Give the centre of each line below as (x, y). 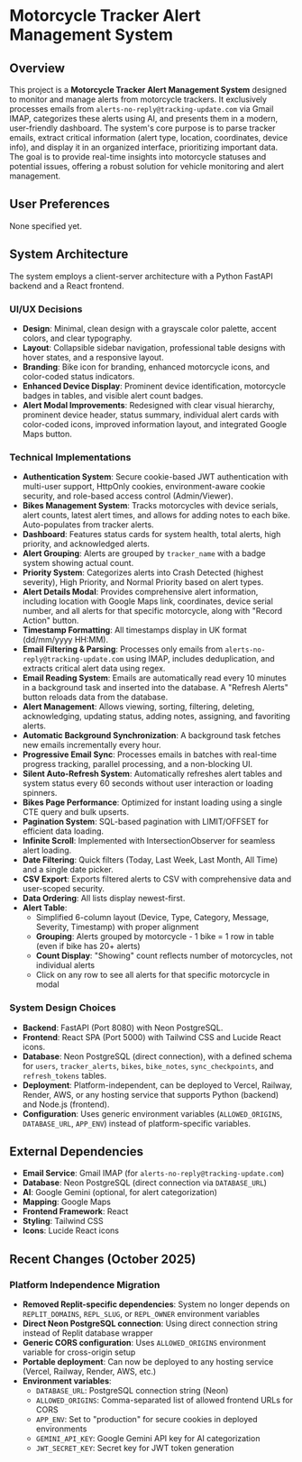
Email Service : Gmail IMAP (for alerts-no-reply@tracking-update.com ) (153, 1174)
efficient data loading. (63, 831)
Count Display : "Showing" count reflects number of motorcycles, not (164, 955)
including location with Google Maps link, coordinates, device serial (147, 601)
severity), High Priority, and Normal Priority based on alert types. (143, 582)
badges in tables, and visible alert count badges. (113, 395)
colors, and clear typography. (77, 338)
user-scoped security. (64, 889)
